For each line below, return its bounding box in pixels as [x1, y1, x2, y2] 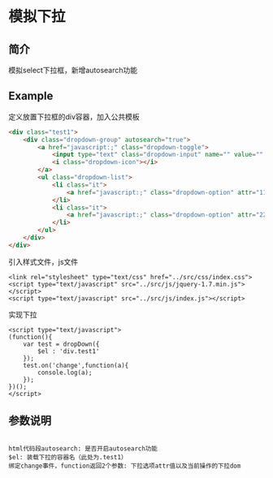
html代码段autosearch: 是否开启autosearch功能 [8, 444, 158, 453]
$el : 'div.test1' [37, 347, 100, 355]
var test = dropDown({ [23, 340, 100, 348]
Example [8, 89, 54, 103]
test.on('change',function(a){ [23, 361, 129, 369]
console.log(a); [37, 368, 93, 377]
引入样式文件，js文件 [8, 256, 79, 266]
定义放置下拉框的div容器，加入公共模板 [8, 111, 140, 122]
